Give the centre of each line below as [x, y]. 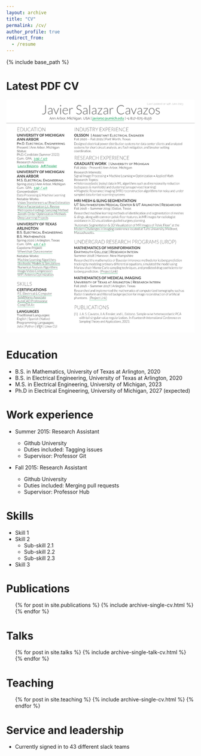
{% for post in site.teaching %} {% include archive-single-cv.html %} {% [104, 700]
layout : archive [26, 13]
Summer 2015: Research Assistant [57, 431]
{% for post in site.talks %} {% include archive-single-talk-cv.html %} [100, 652]
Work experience [50, 415]
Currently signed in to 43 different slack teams [72, 747]
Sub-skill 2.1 [39, 545]
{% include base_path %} [38, 62]
